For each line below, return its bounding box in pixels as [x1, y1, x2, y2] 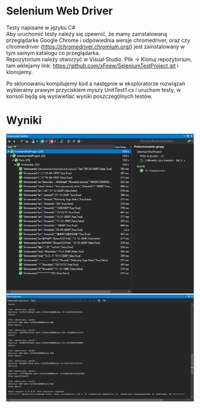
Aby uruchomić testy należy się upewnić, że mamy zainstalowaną [6, 30, 168, 37]
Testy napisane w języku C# [6, 24, 76, 31]
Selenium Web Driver [6, 4, 113, 18]
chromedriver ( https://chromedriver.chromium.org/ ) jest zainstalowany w [6, 43, 185, 50]
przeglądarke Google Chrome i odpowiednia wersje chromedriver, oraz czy [6, 36, 190, 44]
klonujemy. [6, 68, 33, 75]
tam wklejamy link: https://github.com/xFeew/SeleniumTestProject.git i [6, 62, 179, 69]
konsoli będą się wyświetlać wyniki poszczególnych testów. [6, 93, 153, 100]
